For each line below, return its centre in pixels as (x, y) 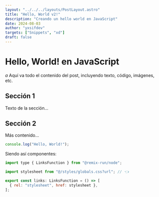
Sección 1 (20, 96)
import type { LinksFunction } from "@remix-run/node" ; (64, 163)
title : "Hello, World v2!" (33, 14)
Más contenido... (22, 135)
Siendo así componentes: (31, 154)
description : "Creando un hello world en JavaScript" (62, 19)
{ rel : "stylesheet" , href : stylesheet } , (54, 185)
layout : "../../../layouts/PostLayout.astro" (52, 10)
